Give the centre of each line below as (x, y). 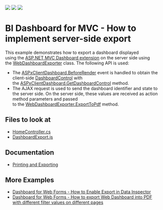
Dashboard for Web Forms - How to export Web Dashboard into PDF (82, 197)
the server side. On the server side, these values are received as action (85, 94)
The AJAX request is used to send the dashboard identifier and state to (85, 88)
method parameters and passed (45, 99)
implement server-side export (68, 39)
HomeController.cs (31, 132)
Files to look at (28, 120)
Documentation (30, 153)
